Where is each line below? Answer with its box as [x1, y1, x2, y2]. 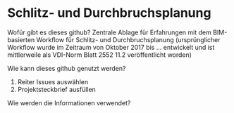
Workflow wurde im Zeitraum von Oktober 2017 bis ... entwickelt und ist [7, 43, 215, 51]
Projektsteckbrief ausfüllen [17, 85, 97, 93]
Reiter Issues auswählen [17, 77, 89, 86]
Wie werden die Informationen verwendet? [7, 98, 131, 107]
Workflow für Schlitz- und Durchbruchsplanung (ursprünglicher [36, 35, 221, 44]
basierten [7, 35, 35, 44]
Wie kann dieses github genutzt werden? [7, 64, 126, 72]
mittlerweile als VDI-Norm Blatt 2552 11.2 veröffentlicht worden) [7, 51, 192, 59]
